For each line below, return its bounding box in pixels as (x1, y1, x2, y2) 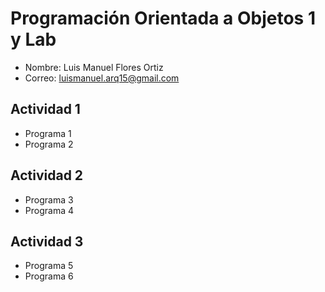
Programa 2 (24, 138, 74, 150)
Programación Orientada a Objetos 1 (10, 7, 317, 30)
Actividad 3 (10, 233, 84, 250)
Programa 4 (24, 204, 74, 216)
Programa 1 (24, 127, 72, 139)
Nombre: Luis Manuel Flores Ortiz (24, 61, 164, 73)
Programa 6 (24, 270, 74, 282)
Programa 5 (24, 260, 74, 272)
